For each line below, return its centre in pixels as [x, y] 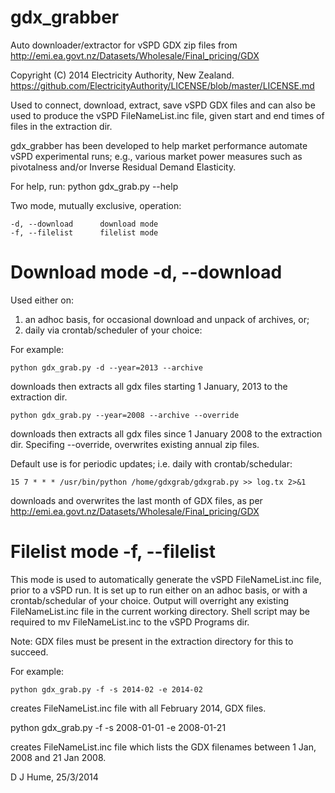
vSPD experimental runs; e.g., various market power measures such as [156, 156]
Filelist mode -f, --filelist [113, 552]
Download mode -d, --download [146, 272]
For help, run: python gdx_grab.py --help [94, 186]
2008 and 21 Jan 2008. [58, 757]
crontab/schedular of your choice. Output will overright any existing [150, 600]
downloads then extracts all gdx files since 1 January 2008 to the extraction [166, 433]
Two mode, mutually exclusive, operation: [96, 205]
